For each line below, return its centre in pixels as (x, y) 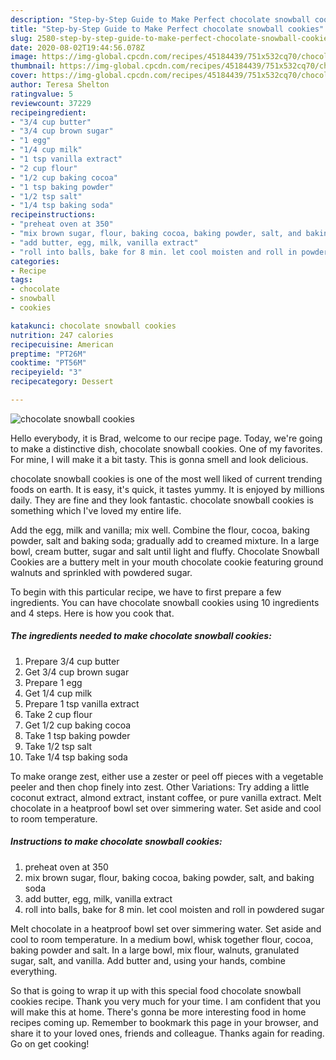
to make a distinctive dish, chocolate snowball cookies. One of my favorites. (166, 448)
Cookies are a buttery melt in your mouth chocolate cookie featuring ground (167, 562)
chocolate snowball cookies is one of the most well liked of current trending (166, 478)
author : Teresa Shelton (60, 85)
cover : (24, 76)
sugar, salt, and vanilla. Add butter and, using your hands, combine (148, 960)
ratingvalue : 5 (42, 94)
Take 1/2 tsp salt (58, 746)
